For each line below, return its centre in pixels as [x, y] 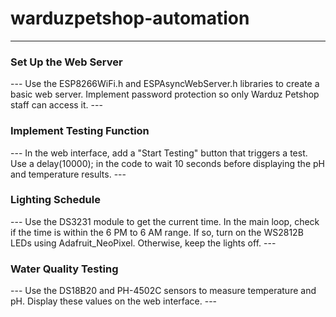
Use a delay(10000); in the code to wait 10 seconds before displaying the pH [167, 163]
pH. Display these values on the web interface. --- [114, 301]
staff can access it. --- [56, 105]
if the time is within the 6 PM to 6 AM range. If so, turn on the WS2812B [157, 232]
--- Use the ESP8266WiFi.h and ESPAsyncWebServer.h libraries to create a [165, 84]
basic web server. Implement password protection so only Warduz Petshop [165, 94]
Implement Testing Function [80, 131]
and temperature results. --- [68, 174]
